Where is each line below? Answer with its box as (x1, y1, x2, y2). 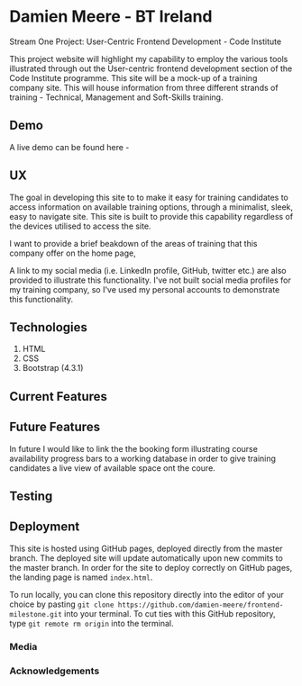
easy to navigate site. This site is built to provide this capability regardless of (9, 211, 294, 221)
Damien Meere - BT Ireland (9, 6, 214, 27)
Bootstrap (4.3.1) (22, 363, 84, 374)
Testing (9, 488, 53, 503)
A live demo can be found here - (9, 141, 130, 152)
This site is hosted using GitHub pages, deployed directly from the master (9, 543, 283, 554)
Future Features (9, 420, 101, 435)
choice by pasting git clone (9, 599, 114, 609)
